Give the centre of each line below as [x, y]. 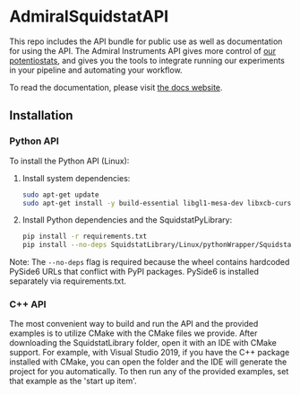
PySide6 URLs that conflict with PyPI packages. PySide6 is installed [134, 272]
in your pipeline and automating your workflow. [96, 70]
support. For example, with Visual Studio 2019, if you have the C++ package [150, 353]
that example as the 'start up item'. [73, 381]
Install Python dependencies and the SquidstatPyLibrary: [127, 220]
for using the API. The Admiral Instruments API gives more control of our [142, 50]
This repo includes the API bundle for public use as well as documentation [146, 41]
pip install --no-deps [64, 245]
